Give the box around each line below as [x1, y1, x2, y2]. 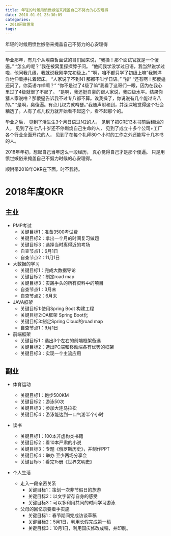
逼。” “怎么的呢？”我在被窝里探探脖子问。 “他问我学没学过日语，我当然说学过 [5, 63, 165, 70]
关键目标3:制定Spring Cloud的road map [20, 318, 103, 325]
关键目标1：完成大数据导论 [20, 267, 76, 274]
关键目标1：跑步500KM [20, 392, 69, 398]
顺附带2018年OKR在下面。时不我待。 [5, 166, 83, 172]
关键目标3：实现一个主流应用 [20, 350, 81, 356]
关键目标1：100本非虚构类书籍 [20, 433, 83, 439]
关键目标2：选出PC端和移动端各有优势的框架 [20, 344, 115, 350]
